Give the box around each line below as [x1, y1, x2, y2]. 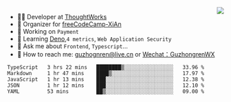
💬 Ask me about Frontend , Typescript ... [16, 42, 129, 50]
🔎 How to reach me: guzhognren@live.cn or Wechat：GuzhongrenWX [16, 50, 215, 58]
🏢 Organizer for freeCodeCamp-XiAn [16, 20, 122, 28]
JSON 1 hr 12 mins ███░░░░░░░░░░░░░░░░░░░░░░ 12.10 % [7, 82, 205, 89]
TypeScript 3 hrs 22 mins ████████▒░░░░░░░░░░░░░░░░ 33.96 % [7, 64, 205, 71]
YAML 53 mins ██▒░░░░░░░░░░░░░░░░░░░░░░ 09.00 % [7, 88, 205, 95]
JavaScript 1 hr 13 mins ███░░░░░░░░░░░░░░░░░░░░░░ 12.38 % [7, 76, 205, 83]
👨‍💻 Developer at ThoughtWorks [16, 13, 107, 21]
